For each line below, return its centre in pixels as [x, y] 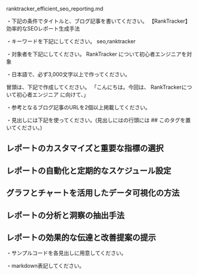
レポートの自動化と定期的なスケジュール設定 [89, 171]
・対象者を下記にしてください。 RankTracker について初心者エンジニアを [97, 54]
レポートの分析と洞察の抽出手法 [65, 215]
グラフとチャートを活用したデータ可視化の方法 [93, 193]
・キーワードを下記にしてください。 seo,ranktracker [71, 41]
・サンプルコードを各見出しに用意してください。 [67, 253]
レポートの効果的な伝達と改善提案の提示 [81, 237]
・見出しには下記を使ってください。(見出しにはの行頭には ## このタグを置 [98, 120]
